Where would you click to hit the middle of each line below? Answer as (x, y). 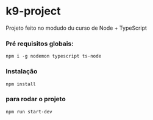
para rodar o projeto (36, 99)
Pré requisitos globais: (40, 44)
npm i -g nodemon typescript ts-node (54, 56)
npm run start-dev (29, 112)
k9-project (34, 11)
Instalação (22, 72)
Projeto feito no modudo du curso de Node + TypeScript (76, 28)
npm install (21, 84)
